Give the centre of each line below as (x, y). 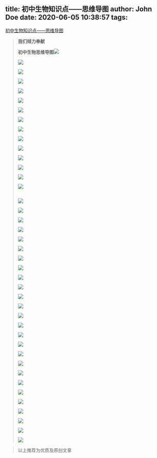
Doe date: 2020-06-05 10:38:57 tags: (67, 18)
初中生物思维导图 (36, 52)
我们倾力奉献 (31, 41)
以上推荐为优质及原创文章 (45, 450)
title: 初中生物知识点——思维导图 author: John (79, 9)
